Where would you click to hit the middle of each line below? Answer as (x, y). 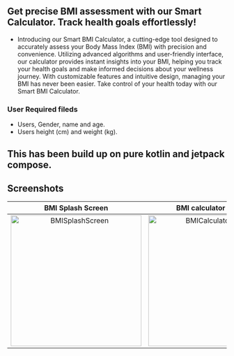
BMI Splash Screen (76, 208)
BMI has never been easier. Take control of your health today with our (117, 84)
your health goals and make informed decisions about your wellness (115, 68)
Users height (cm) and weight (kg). (67, 132)
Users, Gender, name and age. (61, 124)
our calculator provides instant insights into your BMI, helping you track (119, 61)
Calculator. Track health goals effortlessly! (102, 23)
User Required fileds (42, 109)
